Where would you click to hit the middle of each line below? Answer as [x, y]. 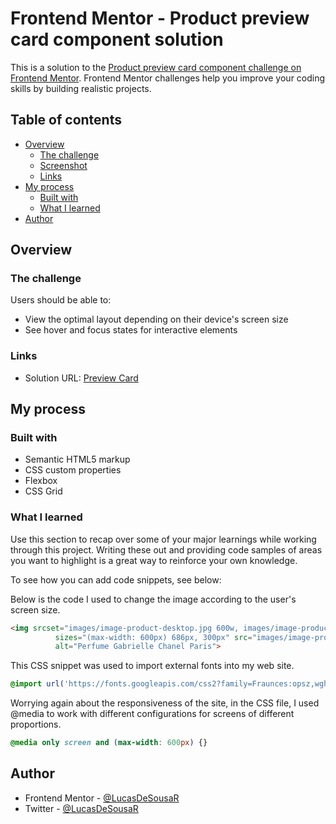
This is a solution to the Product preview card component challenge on [156, 67]
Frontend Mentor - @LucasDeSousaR [102, 798]
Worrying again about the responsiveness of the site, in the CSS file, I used [165, 703]
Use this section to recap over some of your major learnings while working [163, 539]
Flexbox [41, 481]
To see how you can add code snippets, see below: [116, 579]
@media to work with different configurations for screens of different [152, 714]
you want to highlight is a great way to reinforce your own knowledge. [154, 560]
